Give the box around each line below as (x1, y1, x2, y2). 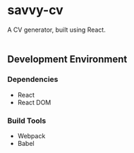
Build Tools (7, 116, 47, 126)
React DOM (17, 98, 51, 106)
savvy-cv (7, 2, 63, 18)
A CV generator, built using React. (7, 25, 106, 34)
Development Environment (7, 54, 128, 66)
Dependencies (7, 75, 59, 85)
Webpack (17, 131, 46, 140)
